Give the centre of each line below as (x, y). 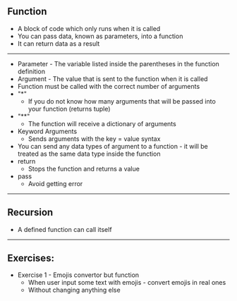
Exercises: (31, 258)
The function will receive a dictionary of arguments (102, 123)
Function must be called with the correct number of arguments (109, 86)
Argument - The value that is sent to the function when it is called (113, 79)
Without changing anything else (74, 290)
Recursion (30, 213)
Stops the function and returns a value (84, 168)
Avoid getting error (55, 183)
